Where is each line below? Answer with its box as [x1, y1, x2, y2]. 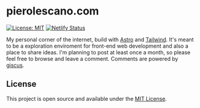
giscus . [6, 62, 25, 69]
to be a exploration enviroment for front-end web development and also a [6, 42, 189, 49]
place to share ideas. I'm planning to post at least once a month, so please [6, 48, 191, 56]
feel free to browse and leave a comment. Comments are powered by [6, 55, 179, 62]
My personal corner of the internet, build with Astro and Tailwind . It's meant [6, 36, 194, 43]
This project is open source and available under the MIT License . [6, 95, 167, 102]
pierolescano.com [6, 4, 99, 18]
